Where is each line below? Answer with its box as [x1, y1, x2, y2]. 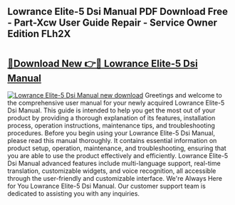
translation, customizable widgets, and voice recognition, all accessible [7, 167, 216, 175]
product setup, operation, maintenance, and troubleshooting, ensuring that [7, 144, 226, 152]
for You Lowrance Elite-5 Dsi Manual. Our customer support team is [7, 182, 207, 190]
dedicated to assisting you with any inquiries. [7, 189, 140, 198]
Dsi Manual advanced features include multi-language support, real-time [7, 159, 221, 167]
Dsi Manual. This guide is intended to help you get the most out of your [7, 106, 216, 115]
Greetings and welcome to [145, 91, 222, 99]
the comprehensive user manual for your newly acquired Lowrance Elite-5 [7, 99, 225, 107]
